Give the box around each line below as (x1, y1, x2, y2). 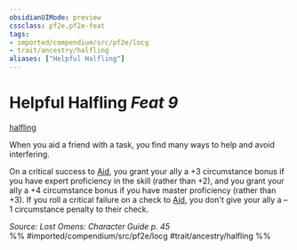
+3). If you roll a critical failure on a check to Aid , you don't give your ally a (9, 194, 282, 205)
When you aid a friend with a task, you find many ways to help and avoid (9, 139, 276, 149)
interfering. (9, 149, 51, 159)
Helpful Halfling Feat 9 (9, 93, 179, 113)
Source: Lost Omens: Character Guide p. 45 (9, 221, 171, 231)
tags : (9, 29, 29, 38)
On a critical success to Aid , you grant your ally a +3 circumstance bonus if (9, 165, 285, 176)
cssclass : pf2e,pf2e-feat (9, 21, 105, 30)
